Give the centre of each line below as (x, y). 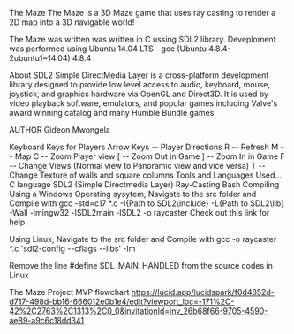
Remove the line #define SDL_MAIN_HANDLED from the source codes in (141, 266)
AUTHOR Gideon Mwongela (60, 130)
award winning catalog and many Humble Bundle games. (113, 113)
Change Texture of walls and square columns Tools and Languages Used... (146, 175)
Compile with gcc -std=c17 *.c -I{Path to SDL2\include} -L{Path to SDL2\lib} (147, 203)
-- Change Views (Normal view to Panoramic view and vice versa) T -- (138, 166)
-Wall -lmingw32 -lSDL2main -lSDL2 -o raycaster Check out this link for (139, 213)
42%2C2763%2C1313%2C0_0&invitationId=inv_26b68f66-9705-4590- (139, 311)
